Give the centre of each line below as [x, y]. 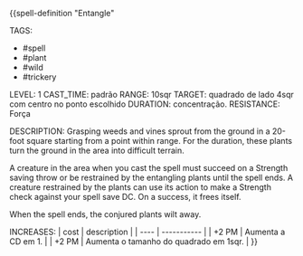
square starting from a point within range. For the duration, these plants [159, 141]
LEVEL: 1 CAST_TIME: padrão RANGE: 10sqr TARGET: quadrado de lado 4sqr [151, 95]
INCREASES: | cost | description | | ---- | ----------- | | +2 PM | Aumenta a [147, 232]
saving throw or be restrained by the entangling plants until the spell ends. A [151, 177]
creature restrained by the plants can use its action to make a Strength [140, 187]
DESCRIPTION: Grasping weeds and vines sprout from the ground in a [140, 131]
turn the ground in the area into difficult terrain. [97, 150]
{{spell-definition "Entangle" [62, 13]
